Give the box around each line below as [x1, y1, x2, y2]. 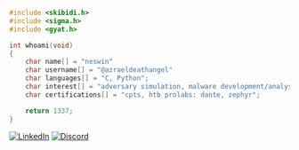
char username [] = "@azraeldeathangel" [25, 66, 174, 75]
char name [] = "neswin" [25, 58, 114, 67]
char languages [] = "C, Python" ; [25, 74, 149, 83]
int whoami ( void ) [9, 41, 74, 50]
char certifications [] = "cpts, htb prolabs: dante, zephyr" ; [25, 90, 261, 99]
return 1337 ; [25, 107, 74, 115]
